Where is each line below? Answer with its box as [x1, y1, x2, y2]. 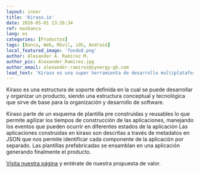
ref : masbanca [6, 25, 42, 32]
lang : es [6, 31, 28, 37]
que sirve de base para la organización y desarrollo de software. [6, 99, 164, 106]
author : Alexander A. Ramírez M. [6, 53, 89, 59]
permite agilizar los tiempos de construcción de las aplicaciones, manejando [6, 117, 194, 124]
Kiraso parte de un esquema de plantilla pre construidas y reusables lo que [6, 110, 190, 118]
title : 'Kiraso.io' [6, 14, 55, 20]
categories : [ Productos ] [6, 36, 68, 42]
